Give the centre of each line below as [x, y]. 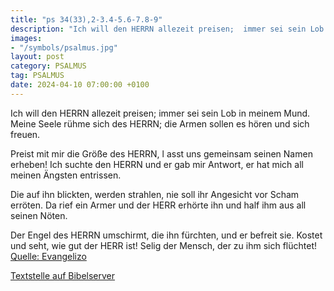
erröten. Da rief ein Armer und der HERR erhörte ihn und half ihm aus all [158, 205]
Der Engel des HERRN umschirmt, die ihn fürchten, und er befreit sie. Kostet [166, 235]
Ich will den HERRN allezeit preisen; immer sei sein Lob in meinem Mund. [160, 113]
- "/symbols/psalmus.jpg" [64, 47]
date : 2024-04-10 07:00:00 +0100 [80, 85]
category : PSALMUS [48, 66]
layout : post [37, 57]
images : [26, 38]
